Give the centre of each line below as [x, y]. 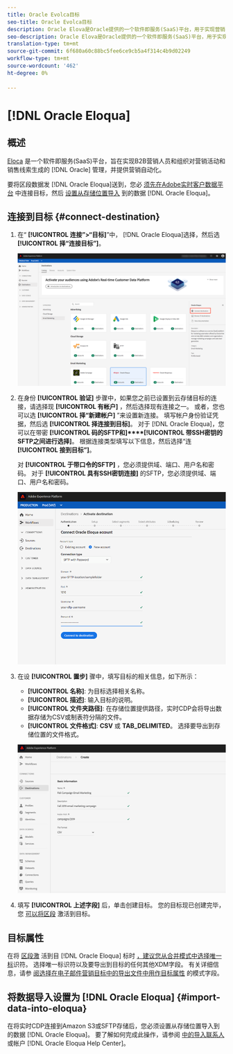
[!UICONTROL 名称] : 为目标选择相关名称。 [88, 691]
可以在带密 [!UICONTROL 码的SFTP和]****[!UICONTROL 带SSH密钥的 [120, 432]
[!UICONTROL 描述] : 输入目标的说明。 [82, 699]
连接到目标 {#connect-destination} [84, 217]
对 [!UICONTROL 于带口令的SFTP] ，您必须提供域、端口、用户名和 [113, 465]
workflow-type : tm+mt [38, 59]
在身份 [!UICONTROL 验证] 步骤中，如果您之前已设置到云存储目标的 [114, 398]
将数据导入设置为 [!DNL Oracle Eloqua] [91, 997]
